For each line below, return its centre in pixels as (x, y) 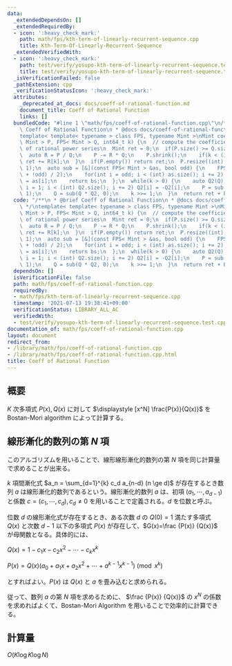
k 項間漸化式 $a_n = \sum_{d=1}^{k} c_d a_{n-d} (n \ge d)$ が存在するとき (113, 483)
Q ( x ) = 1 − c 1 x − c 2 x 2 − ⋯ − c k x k (53, 550)
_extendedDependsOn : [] (47, 20)
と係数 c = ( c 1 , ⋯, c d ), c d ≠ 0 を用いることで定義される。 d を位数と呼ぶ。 (112, 502)
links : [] (34, 116)
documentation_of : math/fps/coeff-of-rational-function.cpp (96, 329)
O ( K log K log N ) (28, 655)
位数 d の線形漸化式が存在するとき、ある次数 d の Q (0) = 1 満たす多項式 (109, 517)
